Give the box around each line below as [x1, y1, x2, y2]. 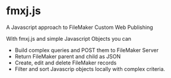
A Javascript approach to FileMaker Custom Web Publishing [6, 24, 153, 31]
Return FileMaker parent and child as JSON [14, 53, 121, 60]
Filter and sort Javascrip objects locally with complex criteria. [14, 65, 165, 72]
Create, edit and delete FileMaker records [14, 59, 117, 66]
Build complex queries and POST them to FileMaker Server [14, 46, 159, 54]
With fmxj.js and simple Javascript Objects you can [6, 35, 132, 42]
